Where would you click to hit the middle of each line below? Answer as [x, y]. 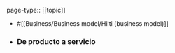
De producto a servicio [56, 41]
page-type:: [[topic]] [36, 10]
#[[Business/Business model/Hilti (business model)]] [92, 23]
